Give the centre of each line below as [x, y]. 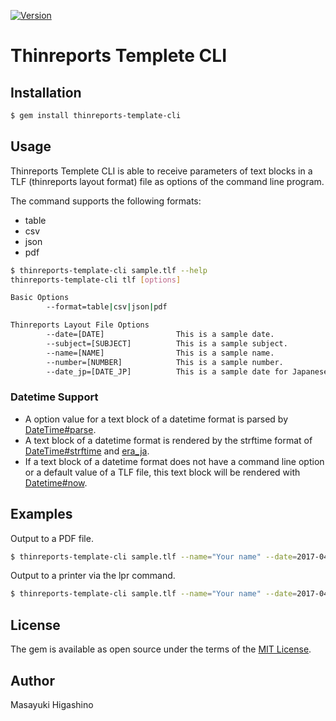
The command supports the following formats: [106, 201]
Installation [46, 92]
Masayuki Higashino [52, 704]
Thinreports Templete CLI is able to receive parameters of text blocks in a [161, 171]
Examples [41, 514]
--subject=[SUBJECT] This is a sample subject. [167, 343]
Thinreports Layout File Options [80, 325]
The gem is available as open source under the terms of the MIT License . [161, 649]
